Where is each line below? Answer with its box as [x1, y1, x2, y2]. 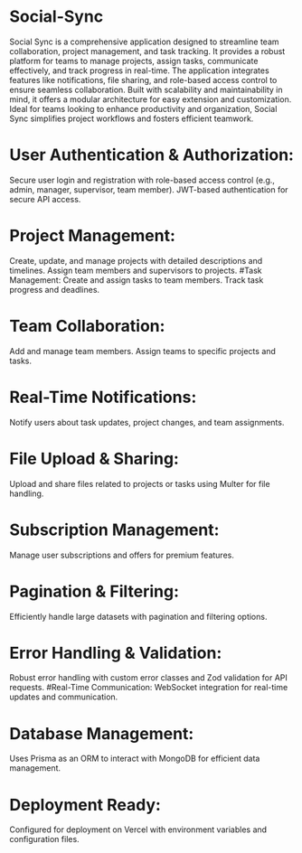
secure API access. [9, 193, 81, 204]
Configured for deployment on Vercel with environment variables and [9, 824, 268, 835]
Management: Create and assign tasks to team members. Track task [9, 274, 264, 286]
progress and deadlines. [9, 284, 100, 295]
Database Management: [9, 723, 194, 744]
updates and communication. [9, 691, 118, 702]
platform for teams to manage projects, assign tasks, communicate [9, 55, 259, 66]
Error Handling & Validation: [9, 642, 222, 663]
